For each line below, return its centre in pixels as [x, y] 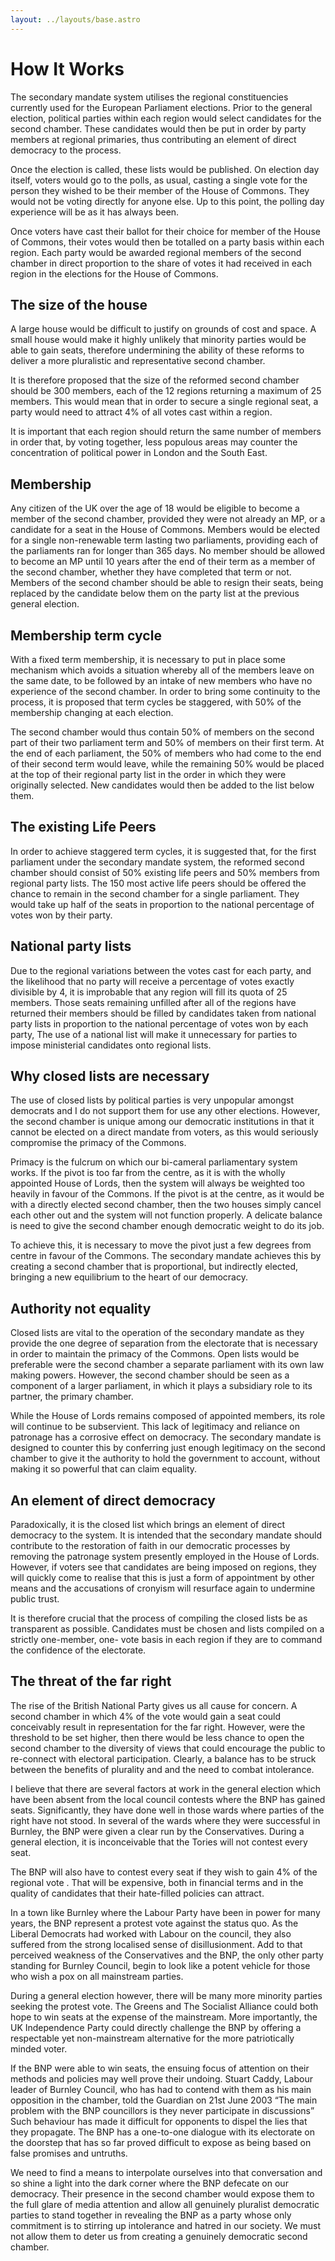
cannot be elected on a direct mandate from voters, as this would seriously [164, 1132]
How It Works [67, 68]
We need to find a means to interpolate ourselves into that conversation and [166, 2172]
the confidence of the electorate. [78, 1650]
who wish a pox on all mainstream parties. [97, 1976]
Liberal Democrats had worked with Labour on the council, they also [151, 1933]
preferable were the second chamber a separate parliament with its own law [167, 1365]
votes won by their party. [61, 915]
